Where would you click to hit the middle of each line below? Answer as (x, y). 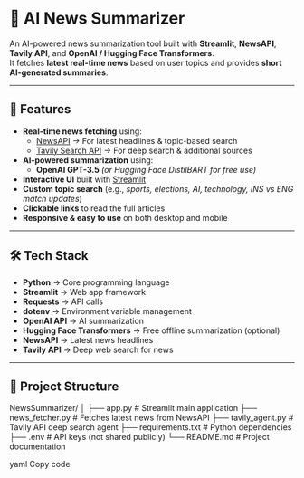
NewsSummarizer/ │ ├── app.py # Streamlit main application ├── (133, 408)
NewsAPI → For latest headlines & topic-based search (137, 140)
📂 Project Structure (64, 386)
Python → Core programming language (96, 282)
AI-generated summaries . (59, 72)
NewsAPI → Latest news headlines (88, 339)
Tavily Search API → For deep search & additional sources (144, 150)
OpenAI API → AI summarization (83, 320)
